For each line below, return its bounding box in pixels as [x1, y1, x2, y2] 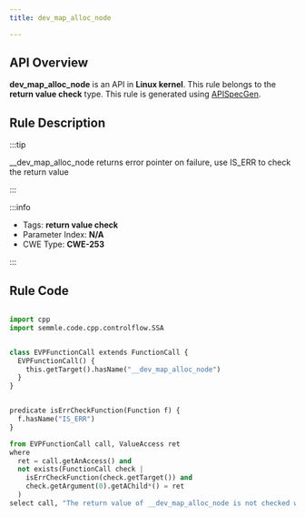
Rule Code [9, 283, 70, 299]
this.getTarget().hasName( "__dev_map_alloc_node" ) [25, 365, 221, 374]
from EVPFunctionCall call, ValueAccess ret [9, 439, 181, 449]
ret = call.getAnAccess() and [17, 456, 132, 465]
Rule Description [9, 115, 106, 130]
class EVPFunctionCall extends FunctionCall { [9, 348, 189, 357]
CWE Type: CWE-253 [22, 238, 105, 250]
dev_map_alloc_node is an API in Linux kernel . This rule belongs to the [9, 79, 277, 90]
